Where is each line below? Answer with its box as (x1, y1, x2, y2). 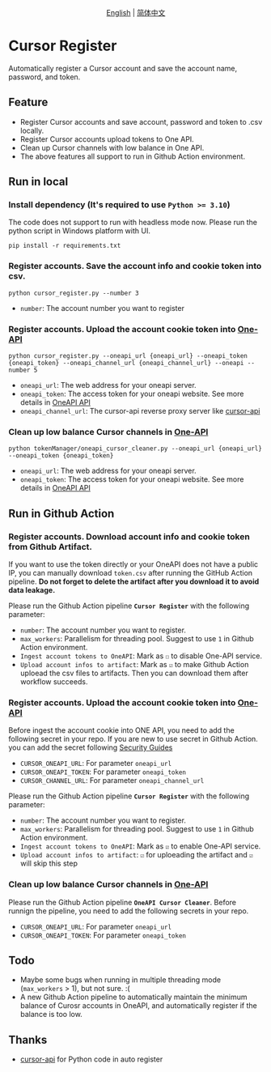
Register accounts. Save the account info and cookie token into (8, 261, 262, 272)
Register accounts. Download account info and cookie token (8, 530, 251, 542)
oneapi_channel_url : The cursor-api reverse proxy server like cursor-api (19, 406, 260, 416)
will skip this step (19, 858, 78, 869)
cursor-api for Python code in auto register (19, 1054, 163, 1064)
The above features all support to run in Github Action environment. (19, 151, 245, 161)
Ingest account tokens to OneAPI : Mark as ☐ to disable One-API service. (19, 651, 263, 661)
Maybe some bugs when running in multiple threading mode (19, 975, 221, 985)
